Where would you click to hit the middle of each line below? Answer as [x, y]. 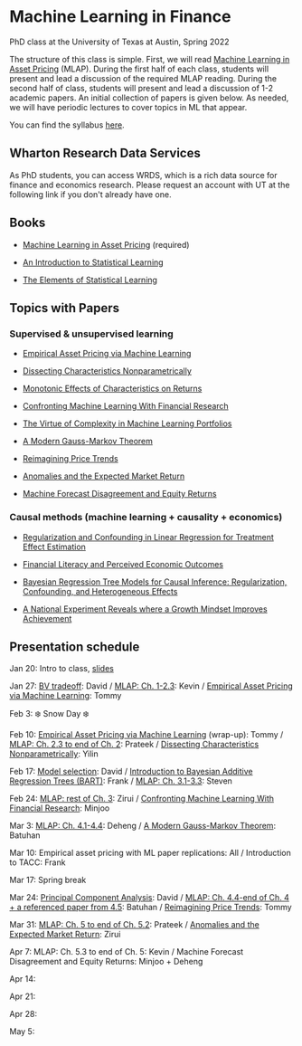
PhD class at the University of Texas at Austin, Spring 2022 [119, 42]
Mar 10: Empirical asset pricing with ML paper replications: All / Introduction [150, 853]
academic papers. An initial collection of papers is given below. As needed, [149, 98]
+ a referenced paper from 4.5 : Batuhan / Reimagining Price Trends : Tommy [151, 908]
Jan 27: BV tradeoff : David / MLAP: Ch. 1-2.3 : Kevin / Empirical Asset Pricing [151, 686]
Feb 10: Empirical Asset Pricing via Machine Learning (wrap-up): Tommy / [146, 735]
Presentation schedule [75, 647]
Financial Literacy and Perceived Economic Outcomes [123, 564]
